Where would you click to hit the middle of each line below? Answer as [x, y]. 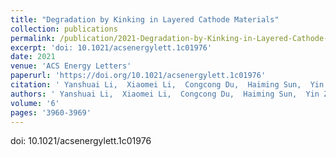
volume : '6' [35, 103]
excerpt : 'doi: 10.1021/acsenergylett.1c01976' [111, 47]
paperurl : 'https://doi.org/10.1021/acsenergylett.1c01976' [138, 76]
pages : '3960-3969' [51, 112]
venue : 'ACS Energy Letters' [71, 66]
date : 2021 [33, 57]
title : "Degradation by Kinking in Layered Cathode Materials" [145, 19]
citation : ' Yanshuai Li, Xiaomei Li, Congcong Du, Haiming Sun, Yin [167, 85]
